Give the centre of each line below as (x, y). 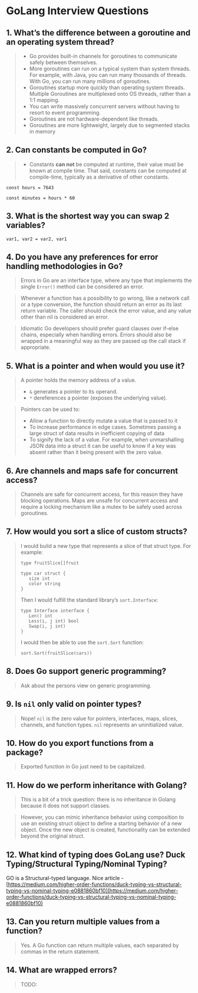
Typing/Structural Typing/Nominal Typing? (87, 864)
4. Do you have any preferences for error (82, 257)
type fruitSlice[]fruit (50, 563)
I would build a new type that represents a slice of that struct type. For (106, 546)
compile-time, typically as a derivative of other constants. (99, 177)
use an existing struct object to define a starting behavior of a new (101, 823)
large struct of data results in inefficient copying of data (97, 433)
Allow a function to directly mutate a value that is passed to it (103, 421)
